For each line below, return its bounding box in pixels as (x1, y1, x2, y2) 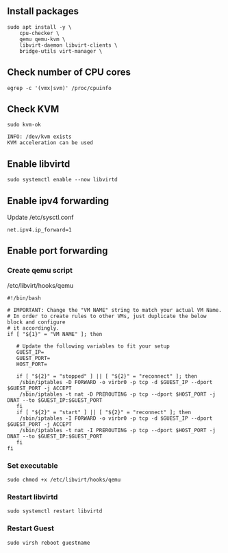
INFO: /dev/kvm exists (7, 133, 72, 140)
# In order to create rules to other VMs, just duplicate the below (7, 313, 207, 319)
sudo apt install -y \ (7, 23, 72, 30)
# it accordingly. (7, 324, 60, 332)
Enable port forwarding (7, 245, 108, 257)
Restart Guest (7, 523, 55, 533)
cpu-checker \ (19, 30, 60, 36)
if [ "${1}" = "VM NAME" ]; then (7, 330, 103, 337)
